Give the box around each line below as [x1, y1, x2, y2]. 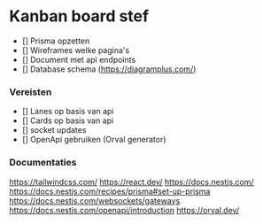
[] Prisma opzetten [21, 35, 90, 46]
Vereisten [9, 86, 52, 98]
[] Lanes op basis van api [21, 106, 114, 117]
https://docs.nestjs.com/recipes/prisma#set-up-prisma [9, 186, 211, 197]
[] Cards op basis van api [21, 115, 114, 126]
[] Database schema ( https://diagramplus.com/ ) [21, 64, 197, 74]
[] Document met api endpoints [21, 54, 136, 65]
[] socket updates [21, 125, 87, 135]
